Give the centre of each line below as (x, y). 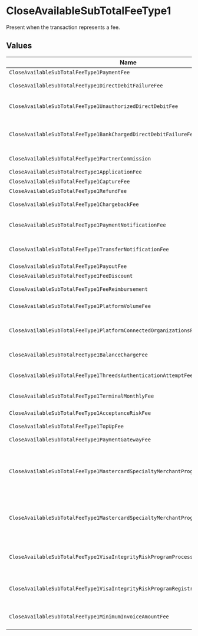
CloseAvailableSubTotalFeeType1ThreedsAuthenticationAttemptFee (101, 375)
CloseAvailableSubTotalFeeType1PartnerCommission (80, 158)
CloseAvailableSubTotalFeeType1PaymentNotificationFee (88, 225)
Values (19, 46)
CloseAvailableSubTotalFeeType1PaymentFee (70, 72)
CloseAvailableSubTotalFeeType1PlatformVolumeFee (80, 306)
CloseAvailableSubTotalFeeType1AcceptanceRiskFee (80, 413)
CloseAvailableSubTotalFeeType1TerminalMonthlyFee (82, 396)
